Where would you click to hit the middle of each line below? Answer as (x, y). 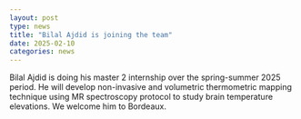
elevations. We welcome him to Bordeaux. (88, 106)
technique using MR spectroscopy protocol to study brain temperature (141, 97)
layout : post (34, 18)
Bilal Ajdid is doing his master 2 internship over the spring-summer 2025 (145, 77)
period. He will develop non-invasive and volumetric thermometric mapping (151, 87)
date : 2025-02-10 (42, 43)
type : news (30, 26)
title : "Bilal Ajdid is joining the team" (91, 35)
